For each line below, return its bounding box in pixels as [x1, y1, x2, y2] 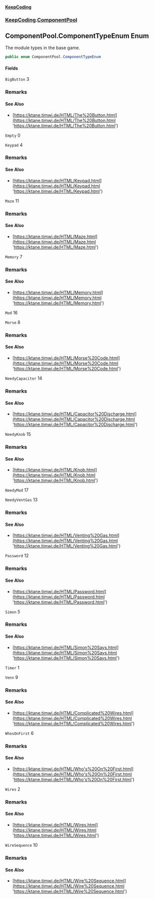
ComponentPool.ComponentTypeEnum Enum [5, 31, 149, 40]
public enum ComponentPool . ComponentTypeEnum [5, 55, 101, 60]
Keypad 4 [5, 142, 23, 148]
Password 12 [5, 553, 29, 559]
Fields [5, 65, 18, 71]
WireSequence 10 [5, 842, 38, 848]
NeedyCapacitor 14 [5, 375, 42, 381]
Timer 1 [5, 664, 20, 670]
